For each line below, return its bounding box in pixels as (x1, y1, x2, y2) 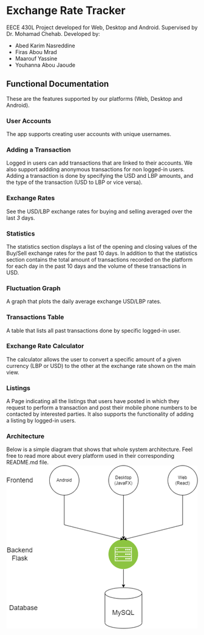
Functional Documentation (6, 79, 109, 89)
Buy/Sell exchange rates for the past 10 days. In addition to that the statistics (6, 250, 198, 257)
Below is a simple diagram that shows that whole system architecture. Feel (6, 446, 193, 453)
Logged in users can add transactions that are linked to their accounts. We (6, 159, 193, 167)
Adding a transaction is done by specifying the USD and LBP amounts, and (6, 172, 194, 180)
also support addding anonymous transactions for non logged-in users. (6, 166, 185, 173)
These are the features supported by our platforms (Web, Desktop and (6, 95, 183, 102)
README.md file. (6, 459, 49, 466)
